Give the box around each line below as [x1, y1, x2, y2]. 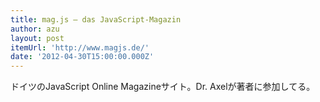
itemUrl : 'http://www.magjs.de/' [10, 42, 150, 53]
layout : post [10, 33, 65, 43]
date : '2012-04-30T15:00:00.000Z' [10, 52, 155, 62]
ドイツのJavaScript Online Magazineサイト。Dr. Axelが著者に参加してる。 [10, 81, 316, 93]
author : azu [10, 24, 60, 34]
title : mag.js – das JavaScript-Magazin [10, 14, 182, 25]
